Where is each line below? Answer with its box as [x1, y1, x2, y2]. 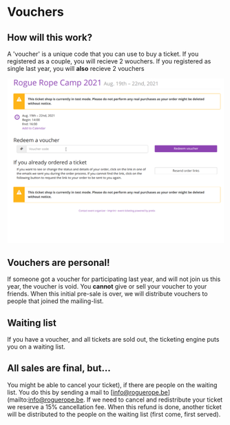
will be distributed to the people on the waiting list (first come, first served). [7, 410, 221, 418]
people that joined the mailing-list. [7, 297, 104, 305]
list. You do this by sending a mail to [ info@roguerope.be [7, 388, 169, 396]
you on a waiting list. [7, 342, 65, 351]
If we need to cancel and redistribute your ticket [86, 395, 223, 404]
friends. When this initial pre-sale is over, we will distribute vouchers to [7, 290, 208, 298]
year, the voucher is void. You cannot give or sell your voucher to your [7, 282, 207, 291]
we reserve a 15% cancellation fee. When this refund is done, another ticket [7, 402, 222, 411]
